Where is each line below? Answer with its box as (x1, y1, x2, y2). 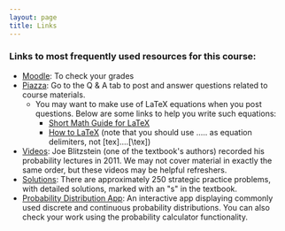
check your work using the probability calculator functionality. (21, 212, 248, 222)
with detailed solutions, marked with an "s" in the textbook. (21, 183, 237, 194)
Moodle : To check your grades (21, 70, 135, 81)
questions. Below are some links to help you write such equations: (35, 108, 277, 119)
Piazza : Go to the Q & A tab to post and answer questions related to (21, 80, 268, 90)
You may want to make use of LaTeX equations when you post (35, 98, 263, 109)
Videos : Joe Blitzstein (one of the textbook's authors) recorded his (21, 145, 266, 156)
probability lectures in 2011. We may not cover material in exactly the (21, 155, 273, 166)
